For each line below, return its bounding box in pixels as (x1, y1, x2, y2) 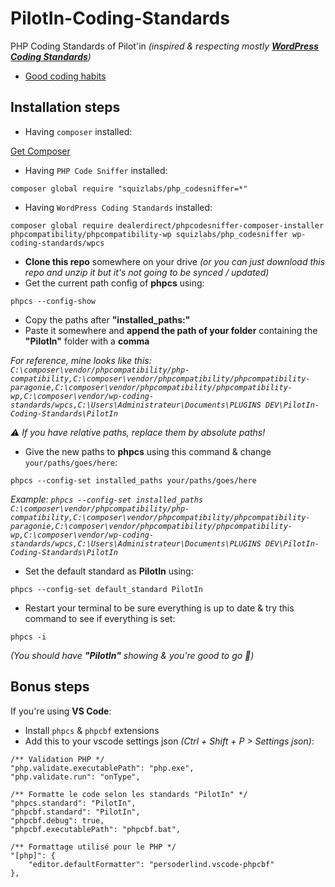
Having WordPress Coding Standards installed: (24, 201, 213, 213)
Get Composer (10, 145, 71, 157)
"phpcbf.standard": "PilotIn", (10, 807, 141, 817)
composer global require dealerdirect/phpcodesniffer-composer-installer (10, 220, 325, 231)
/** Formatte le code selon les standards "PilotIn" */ (10, 789, 248, 799)
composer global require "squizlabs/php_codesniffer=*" (10, 183, 248, 194)
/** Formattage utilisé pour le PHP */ (10, 842, 177, 852)
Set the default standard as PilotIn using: (24, 565, 194, 577)
